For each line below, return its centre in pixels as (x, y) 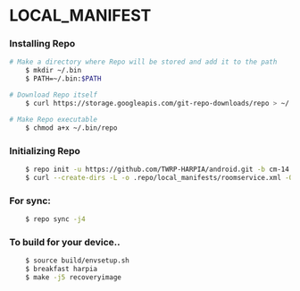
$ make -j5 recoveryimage (74, 277)
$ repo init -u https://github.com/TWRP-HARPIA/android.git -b (146, 169)
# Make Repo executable (54, 119)
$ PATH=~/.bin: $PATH (63, 79)
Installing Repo (42, 44)
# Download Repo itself (54, 95)
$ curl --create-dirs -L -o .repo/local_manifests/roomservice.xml (153, 177)
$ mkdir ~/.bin (54, 71)
